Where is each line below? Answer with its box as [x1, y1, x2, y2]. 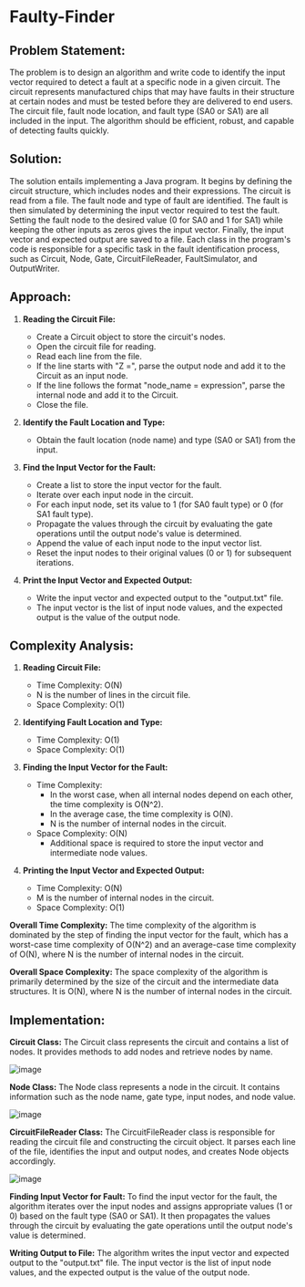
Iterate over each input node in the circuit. [36, 489, 194, 500]
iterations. [36, 556, 75, 567]
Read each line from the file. [36, 350, 143, 361]
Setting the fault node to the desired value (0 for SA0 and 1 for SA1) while [9, 214, 284, 225]
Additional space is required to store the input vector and [49, 837, 264, 849]
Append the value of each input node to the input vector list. [36, 537, 262, 548]
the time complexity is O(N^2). [49, 799, 164, 810]
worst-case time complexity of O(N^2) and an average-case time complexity [9, 939, 297, 950]
